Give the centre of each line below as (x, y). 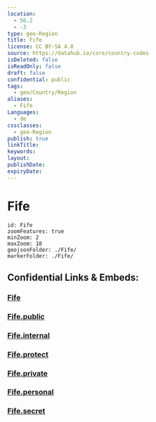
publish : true (28, 138)
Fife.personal (31, 392)
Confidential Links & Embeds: (73, 277)
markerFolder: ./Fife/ (40, 256)
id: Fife (20, 225)
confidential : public (39, 79)
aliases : (20, 100)
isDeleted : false (33, 60)
